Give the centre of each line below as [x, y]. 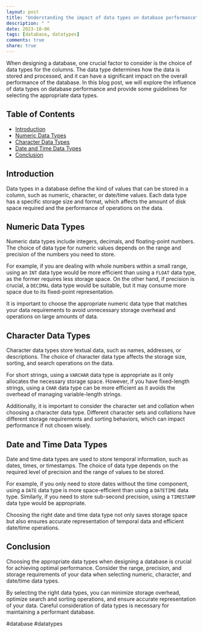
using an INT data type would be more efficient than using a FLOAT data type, [101, 272]
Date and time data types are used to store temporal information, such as [97, 459]
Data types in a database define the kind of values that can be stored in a [97, 188]
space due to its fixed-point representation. [60, 292]
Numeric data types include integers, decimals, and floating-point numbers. [101, 242]
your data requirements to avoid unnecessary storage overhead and [91, 310]
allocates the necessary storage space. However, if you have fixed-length [98, 381]
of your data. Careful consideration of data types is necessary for [88, 605]
